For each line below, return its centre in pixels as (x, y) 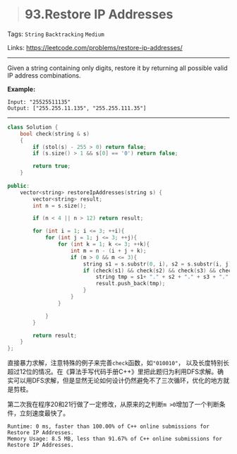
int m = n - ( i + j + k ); (108, 251)
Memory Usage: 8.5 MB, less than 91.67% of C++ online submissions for (115, 439)
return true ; (52, 166)
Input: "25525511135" (39, 102)
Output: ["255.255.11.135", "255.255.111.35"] (77, 108)
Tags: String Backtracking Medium (56, 34)
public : (19, 186)
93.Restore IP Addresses (99, 14)
